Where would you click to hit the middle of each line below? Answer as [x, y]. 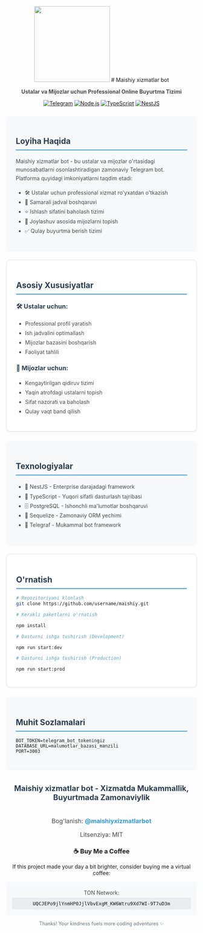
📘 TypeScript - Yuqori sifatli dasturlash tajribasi [83, 496]
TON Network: [101, 893]
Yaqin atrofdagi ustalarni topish [64, 392]
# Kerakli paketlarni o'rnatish [57, 615]
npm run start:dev [39, 647]
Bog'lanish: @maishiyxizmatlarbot [101, 821]
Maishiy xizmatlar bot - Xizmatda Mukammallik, [101, 788]
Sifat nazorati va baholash [57, 402]
